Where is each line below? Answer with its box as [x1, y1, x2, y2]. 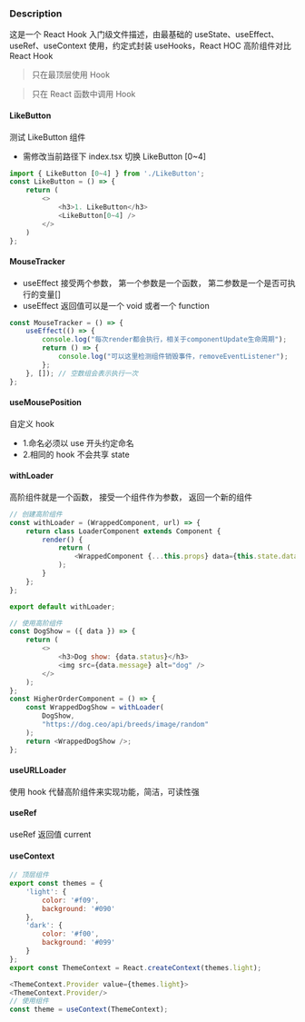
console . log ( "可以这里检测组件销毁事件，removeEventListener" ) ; [57, 352, 289, 362]
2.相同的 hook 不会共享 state [22, 449, 130, 460]
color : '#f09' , [42, 896, 100, 905]
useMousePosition [9, 397, 82, 408]
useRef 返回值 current [9, 829, 92, 840]
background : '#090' [42, 904, 116, 913]
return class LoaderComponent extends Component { [25, 526, 221, 536]
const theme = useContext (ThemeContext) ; [9, 1005, 169, 1015]
